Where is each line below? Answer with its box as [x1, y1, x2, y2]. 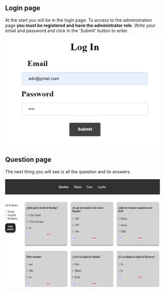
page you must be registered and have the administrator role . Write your [5, 22, 156, 28]
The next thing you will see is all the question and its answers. [5, 168, 131, 175]
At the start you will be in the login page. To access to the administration [5, 17, 152, 23]
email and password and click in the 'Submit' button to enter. [5, 27, 128, 34]
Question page [5, 155, 52, 164]
